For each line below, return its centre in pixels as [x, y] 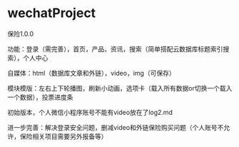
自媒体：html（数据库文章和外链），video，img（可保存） [92, 73]
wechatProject [52, 13]
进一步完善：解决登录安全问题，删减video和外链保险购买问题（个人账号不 [116, 127]
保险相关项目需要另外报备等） [63, 136]
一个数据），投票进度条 [40, 97]
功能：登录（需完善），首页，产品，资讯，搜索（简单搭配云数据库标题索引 [115, 49]
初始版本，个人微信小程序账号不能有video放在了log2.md [90, 112]
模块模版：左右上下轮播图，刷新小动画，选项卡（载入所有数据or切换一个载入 [120, 88]
